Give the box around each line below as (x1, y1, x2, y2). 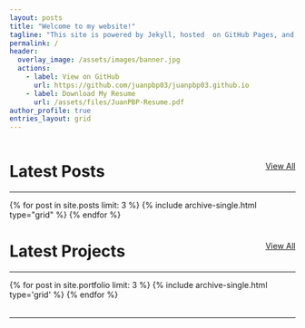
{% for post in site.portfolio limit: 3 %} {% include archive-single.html (9, 280, 268, 290)
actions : (17, 64, 51, 73)
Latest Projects (9, 241, 125, 262)
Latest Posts (9, 161, 105, 182)
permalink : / (9, 38, 59, 48)
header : (9, 47, 39, 56)
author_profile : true (9, 106, 92, 115)
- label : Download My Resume (25, 89, 136, 98)
